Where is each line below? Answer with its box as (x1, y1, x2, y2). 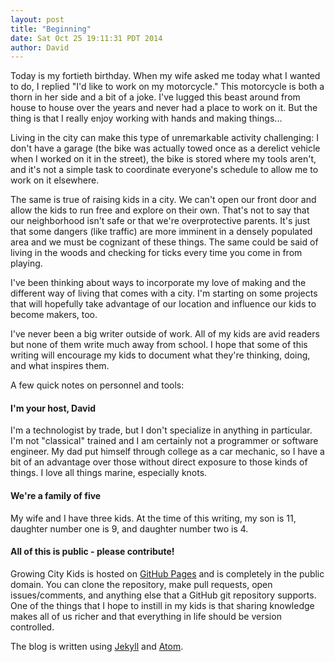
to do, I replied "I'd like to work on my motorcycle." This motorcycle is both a (10, 81, 325, 93)
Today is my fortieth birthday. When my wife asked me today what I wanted (10, 70, 321, 82)
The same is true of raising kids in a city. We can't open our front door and (10, 194, 317, 206)
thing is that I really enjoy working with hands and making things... (10, 112, 283, 125)
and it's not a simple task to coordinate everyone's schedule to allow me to (10, 164, 319, 176)
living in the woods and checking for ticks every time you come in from (10, 247, 303, 259)
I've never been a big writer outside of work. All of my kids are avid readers (10, 328, 320, 340)
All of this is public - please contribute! (10, 546, 175, 558)
